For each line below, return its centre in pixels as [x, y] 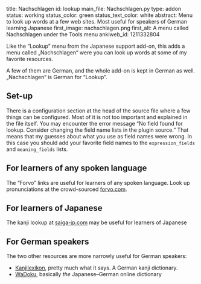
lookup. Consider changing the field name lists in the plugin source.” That [97, 130]
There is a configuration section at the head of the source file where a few [99, 111]
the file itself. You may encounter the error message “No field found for [94, 123]
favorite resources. [30, 59]
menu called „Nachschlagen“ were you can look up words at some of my [97, 53]
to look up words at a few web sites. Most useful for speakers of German [97, 21]
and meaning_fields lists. [37, 149]
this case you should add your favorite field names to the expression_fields [101, 143]
